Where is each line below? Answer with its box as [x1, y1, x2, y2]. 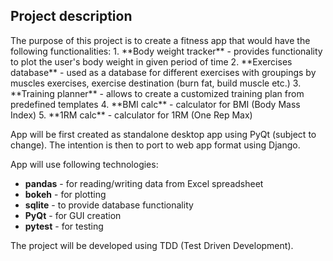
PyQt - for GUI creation [24, 209, 122, 221]
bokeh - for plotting [24, 188, 107, 200]
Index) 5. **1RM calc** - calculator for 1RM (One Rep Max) [10, 109, 253, 121]
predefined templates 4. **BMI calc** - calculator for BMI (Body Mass [10, 98, 301, 110]
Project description [10, 8, 133, 25]
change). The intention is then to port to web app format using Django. [10, 139, 301, 151]
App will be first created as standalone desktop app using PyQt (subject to [10, 128, 317, 140]
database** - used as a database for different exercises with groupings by [10, 66, 317, 78]
